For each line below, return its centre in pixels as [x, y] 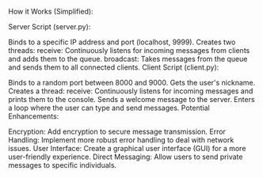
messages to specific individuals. [63, 165]
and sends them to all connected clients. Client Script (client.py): [114, 67]
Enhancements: [34, 116]
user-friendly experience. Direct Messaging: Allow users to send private [126, 157]
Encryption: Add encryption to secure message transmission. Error [117, 131]
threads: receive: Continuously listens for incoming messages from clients [129, 50]
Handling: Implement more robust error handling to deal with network [121, 140]
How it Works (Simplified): [51, 11]
